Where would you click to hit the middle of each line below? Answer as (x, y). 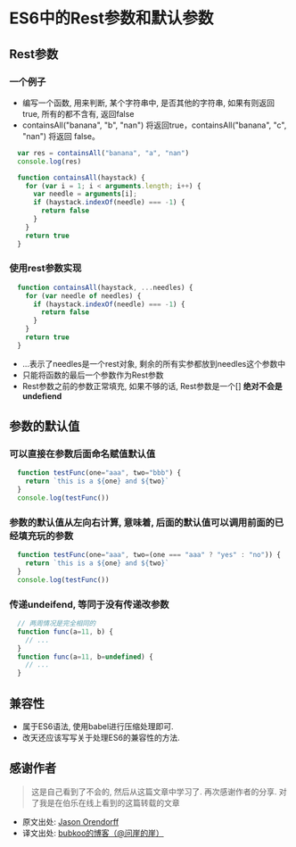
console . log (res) (49, 162)
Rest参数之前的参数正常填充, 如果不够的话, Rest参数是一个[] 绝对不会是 (152, 386)
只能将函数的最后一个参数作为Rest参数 (93, 375)
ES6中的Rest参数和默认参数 (111, 18)
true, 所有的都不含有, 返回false (78, 113)
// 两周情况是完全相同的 (57, 624)
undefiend (42, 396)
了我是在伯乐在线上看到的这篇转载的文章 (105, 802)
